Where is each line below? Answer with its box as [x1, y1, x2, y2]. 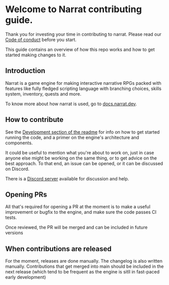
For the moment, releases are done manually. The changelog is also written [5, 258, 163, 264]
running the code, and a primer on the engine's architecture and [5, 134, 140, 140]
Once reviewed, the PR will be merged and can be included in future [5, 225, 148, 231]
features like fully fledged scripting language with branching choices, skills [5, 85, 162, 91]
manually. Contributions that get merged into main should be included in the [5, 263, 164, 270]
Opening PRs [5, 190, 47, 199]
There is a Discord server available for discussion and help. [5, 175, 129, 181]
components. [5, 140, 33, 146]
